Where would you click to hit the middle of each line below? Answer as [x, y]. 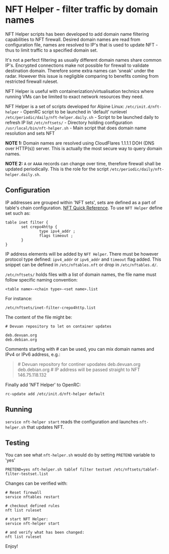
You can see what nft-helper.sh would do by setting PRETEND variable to [80, 455]
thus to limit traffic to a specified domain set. [52, 50]
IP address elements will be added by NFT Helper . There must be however [82, 254]
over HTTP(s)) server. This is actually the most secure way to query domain [84, 148]
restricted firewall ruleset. [32, 81]
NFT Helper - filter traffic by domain [81, 9]
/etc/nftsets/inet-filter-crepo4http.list [50, 308]
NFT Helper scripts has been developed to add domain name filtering [77, 34]
